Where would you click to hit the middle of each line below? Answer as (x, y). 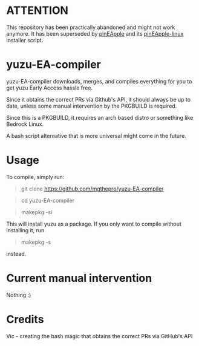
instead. (16, 253)
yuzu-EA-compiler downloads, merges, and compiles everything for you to (99, 81)
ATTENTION (37, 11)
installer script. (25, 40)
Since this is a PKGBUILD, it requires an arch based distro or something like (100, 117)
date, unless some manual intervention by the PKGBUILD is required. (92, 106)
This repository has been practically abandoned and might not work (91, 27)
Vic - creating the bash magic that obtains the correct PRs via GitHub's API (99, 336)
